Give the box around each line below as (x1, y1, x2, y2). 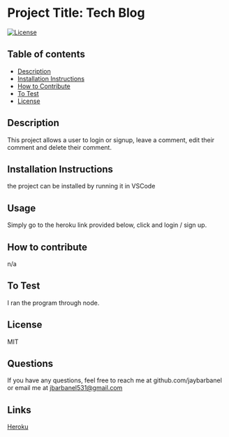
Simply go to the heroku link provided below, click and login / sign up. (7, 221, 207, 229)
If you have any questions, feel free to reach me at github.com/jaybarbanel (7, 376, 222, 384)
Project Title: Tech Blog (7, 5, 145, 21)
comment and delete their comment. (7, 143, 112, 151)
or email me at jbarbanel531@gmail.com (7, 384, 123, 392)
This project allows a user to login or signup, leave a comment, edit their (7, 135, 215, 144)
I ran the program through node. (7, 298, 100, 307)
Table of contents (7, 48, 85, 60)
